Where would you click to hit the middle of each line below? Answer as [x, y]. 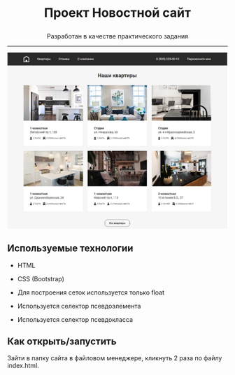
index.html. [23, 366]
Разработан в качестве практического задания [117, 36]
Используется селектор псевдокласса [75, 319]
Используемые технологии [70, 249]
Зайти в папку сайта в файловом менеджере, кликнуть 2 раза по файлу [115, 358]
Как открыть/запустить [62, 341]
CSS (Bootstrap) [41, 278]
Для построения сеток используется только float [91, 292]
